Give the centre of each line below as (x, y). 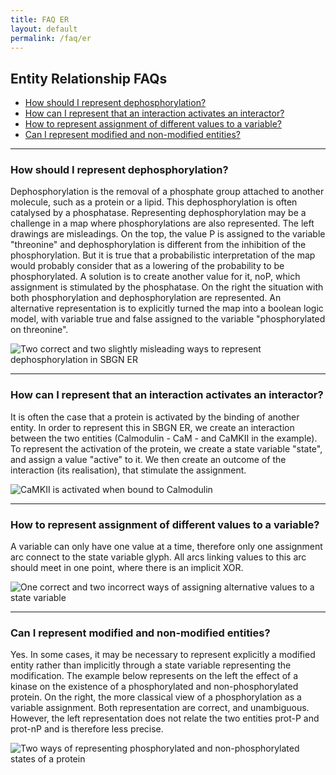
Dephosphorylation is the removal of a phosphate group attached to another (167, 192)
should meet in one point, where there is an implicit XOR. (127, 568)
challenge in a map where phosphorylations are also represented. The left (162, 223)
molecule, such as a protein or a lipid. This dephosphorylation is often (154, 202)
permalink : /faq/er (51, 38)
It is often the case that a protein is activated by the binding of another (155, 417)
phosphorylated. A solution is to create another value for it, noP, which (155, 277)
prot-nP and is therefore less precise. (87, 729)
